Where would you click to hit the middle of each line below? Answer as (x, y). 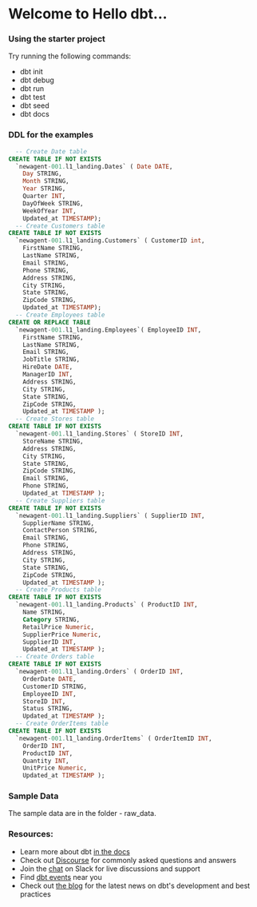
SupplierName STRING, (58, 523)
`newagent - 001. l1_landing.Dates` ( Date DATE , (94, 166)
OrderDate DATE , (50, 679)
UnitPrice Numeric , (55, 768)
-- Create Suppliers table (60, 500)
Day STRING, (42, 174)
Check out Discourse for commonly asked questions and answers (128, 860)
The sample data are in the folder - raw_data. (83, 814)
